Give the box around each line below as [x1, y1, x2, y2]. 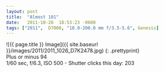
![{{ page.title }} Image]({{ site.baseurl [6, 41, 98, 48]
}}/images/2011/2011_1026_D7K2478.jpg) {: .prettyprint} [6, 47, 140, 54]
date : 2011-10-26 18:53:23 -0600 [6, 19, 96, 25]
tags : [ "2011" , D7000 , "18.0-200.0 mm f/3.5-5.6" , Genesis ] [6, 25, 159, 31]
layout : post [6, 8, 38, 15]
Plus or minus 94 [6, 53, 47, 60]
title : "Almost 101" [6, 14, 59, 20]
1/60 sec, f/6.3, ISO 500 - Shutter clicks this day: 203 [6, 60, 135, 67]
